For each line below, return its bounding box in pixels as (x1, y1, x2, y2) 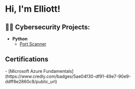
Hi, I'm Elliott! (5, 3, 60, 15)
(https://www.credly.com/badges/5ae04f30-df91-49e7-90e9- (5, 73, 131, 79)
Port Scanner (19, 41, 47, 47)
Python (12, 36, 28, 42)
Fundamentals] (43, 68, 74, 74)
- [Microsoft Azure (5, 68, 43, 74)
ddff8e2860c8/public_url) (5, 78, 57, 84)
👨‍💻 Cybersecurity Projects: (5, 23, 90, 31)
